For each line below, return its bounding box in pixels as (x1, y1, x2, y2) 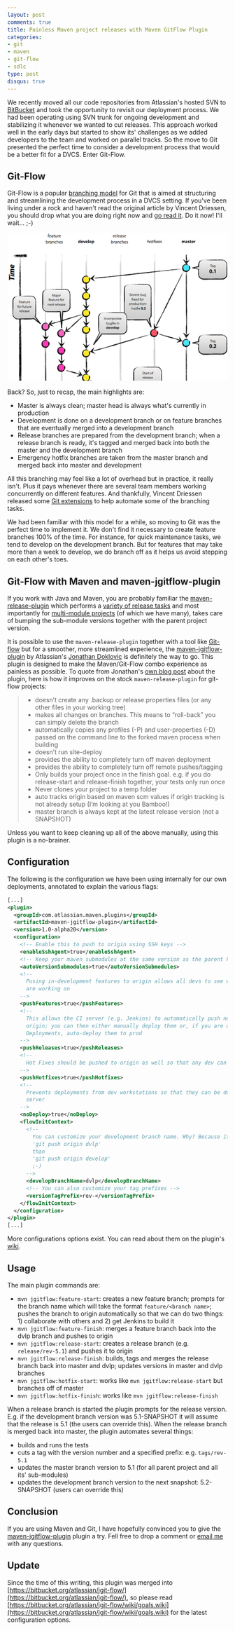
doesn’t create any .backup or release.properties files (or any (34, 696, 212, 704)
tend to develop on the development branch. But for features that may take (7, 540, 222, 549)
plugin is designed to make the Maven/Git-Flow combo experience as (7, 660, 208, 669)
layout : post (7, 11, 45, 18)
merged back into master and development (17, 461, 142, 470)
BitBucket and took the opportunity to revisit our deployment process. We (7, 105, 219, 114)
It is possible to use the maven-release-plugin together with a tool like (7, 638, 208, 646)
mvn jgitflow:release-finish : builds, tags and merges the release (17, 1354, 209, 1363)
